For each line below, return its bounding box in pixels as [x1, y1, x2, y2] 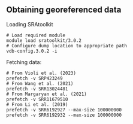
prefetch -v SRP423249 [6, 75, 63, 81]
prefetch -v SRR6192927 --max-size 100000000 [6, 107, 122, 113]
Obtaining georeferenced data [6, 5, 122, 15]
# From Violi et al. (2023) [6, 70, 77, 76]
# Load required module [6, 32, 66, 38]
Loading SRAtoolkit [6, 20, 53, 28]
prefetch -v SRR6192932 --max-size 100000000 [6, 112, 122, 118]
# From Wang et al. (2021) [6, 80, 74, 86]
